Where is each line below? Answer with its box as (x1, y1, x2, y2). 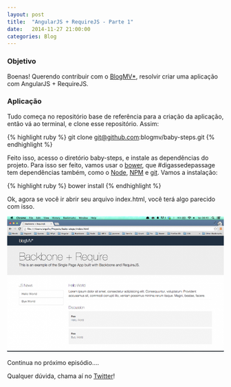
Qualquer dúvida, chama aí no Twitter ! (7, 372, 115, 380)
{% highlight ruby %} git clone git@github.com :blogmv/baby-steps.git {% (7, 133, 215, 141)
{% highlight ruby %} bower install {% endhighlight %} (7, 181, 162, 189)
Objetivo (7, 56, 36, 66)
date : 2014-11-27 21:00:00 (7, 25, 91, 32)
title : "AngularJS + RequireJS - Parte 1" (7, 18, 134, 25)
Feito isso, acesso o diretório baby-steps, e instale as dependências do (7, 154, 209, 162)
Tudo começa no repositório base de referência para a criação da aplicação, (7, 112, 224, 121)
